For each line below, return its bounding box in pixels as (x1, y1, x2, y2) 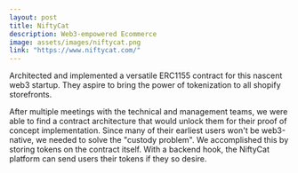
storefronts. (9, 90, 52, 100)
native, (9, 135, 34, 145)
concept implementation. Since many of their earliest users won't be (9, 125, 260, 136)
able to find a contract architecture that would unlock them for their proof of (9, 116, 287, 127)
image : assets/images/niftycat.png (9, 37, 141, 47)
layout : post (9, 12, 58, 22)
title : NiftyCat (9, 21, 69, 30)
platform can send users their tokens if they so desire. (9, 153, 207, 164)
